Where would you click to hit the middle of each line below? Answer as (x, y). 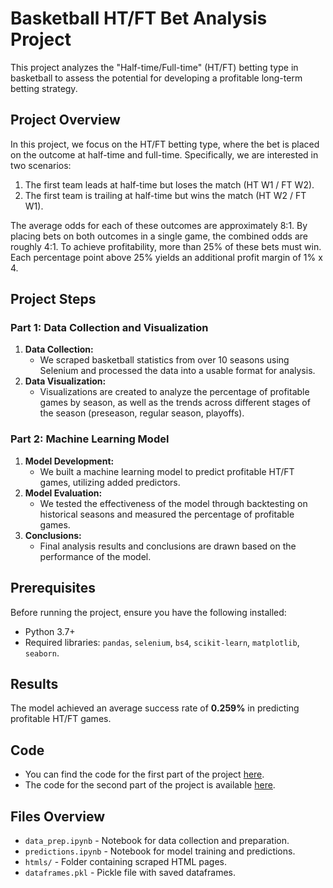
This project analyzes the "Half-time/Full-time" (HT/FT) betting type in (154, 67)
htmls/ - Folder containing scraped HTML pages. (125, 861)
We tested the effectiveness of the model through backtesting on (173, 503)
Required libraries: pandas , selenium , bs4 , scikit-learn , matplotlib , (162, 642)
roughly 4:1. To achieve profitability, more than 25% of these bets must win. (166, 246)
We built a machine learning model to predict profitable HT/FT (167, 471)
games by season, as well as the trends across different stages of (175, 403)
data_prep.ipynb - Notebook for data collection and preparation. (157, 840)
